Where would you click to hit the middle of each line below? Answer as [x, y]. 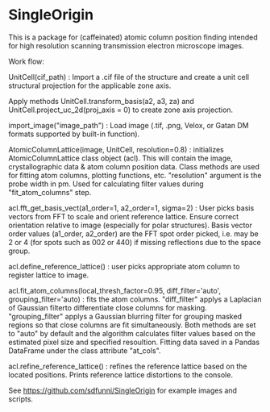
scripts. [21, 399]
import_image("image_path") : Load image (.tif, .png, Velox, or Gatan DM [129, 125]
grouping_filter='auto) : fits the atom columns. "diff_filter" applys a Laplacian [135, 299]
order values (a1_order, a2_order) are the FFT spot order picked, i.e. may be [134, 233]
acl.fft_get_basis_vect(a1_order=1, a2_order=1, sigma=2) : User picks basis [131, 208]
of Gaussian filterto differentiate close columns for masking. [108, 307]
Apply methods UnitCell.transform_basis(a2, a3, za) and [102, 101]
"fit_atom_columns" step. [50, 192]
